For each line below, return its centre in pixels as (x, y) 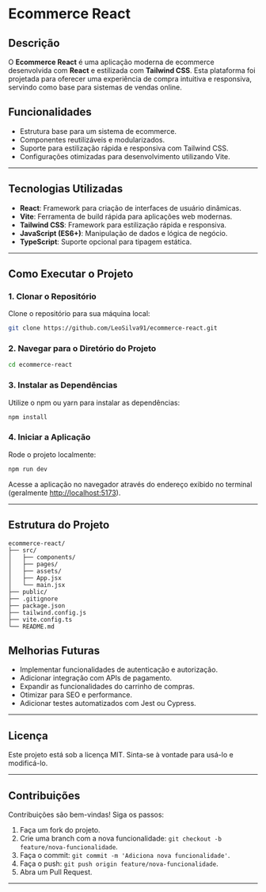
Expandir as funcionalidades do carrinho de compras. (107, 687)
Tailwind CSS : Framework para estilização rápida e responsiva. (123, 225)
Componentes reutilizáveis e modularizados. (92, 139)
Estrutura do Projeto (59, 525)
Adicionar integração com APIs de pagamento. (96, 678)
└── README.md (32, 627)
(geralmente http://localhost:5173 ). (65, 493)
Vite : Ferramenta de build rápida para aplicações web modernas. (126, 216)
